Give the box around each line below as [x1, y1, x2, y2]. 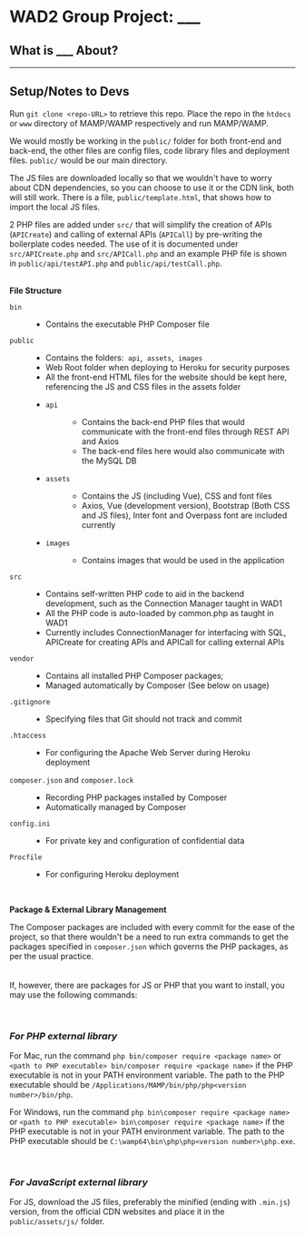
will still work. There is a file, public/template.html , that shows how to [9, 191, 272, 202]
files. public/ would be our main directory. [9, 155, 168, 166]
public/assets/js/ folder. [9, 1216, 105, 1227]
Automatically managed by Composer [44, 801, 187, 812]
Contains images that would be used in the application [81, 554, 285, 565]
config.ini [9, 819, 51, 828]
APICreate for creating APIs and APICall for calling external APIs [44, 636, 285, 647]
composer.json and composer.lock [9, 774, 134, 785]
